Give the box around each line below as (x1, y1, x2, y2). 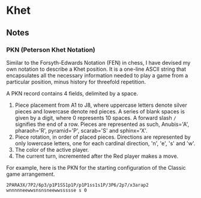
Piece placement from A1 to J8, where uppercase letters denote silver (14, 101, 187, 109)
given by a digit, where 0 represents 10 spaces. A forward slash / (14, 114, 176, 121)
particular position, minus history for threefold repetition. (6, 78, 146, 85)
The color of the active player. (14, 146, 89, 153)
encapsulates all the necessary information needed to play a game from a (6, 71, 188, 79)
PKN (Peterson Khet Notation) (6, 46, 96, 54)
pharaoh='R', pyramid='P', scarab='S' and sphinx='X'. (14, 127, 148, 134)
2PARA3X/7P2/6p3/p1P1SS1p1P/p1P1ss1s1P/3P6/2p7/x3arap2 (6, 182, 149, 188)
